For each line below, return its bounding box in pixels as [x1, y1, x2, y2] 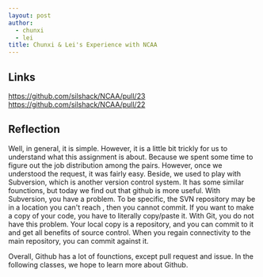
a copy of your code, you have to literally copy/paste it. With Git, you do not [8, 211, 255, 220]
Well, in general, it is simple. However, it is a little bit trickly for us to [8, 143, 228, 153]
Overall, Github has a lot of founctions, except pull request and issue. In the [8, 251, 253, 261]
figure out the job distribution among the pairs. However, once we [8, 160, 223, 170]
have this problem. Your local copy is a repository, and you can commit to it [8, 219, 254, 229]
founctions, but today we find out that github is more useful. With [8, 185, 220, 195]
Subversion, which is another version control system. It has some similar [8, 177, 244, 187]
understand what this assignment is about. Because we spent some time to [8, 152, 253, 161]
